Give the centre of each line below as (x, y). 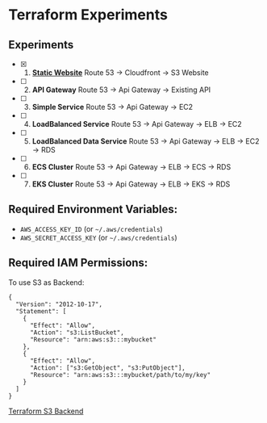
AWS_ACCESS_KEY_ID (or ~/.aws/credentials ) (91, 228)
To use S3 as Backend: (46, 282)
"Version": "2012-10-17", (59, 304)
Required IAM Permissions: (78, 263)
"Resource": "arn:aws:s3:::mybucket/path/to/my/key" (120, 375)
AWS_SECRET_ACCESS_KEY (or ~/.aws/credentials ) (98, 237)
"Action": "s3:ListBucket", (77, 333)
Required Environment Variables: (93, 209)
